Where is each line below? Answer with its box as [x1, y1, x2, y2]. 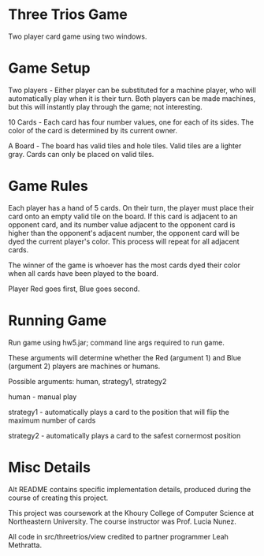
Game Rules [8, 177, 88, 195]
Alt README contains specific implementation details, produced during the [8, 484, 251, 494]
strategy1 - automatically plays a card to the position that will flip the [8, 407, 230, 416]
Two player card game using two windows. [8, 32, 147, 41]
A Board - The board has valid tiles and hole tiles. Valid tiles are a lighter [8, 140, 242, 151]
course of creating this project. [8, 493, 109, 502]
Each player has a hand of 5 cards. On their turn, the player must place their [8, 203, 255, 212]
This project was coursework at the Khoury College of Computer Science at [8, 508, 255, 517]
